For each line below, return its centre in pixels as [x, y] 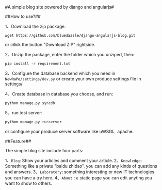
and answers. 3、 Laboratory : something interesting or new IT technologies [80, 172]
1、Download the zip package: [35, 26]
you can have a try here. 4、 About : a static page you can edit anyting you [79, 178]
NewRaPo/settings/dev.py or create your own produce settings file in [73, 79]
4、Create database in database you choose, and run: [59, 94]
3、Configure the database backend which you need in [60, 73]
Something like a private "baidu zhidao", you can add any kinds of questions [81, 166]
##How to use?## [23, 16]
